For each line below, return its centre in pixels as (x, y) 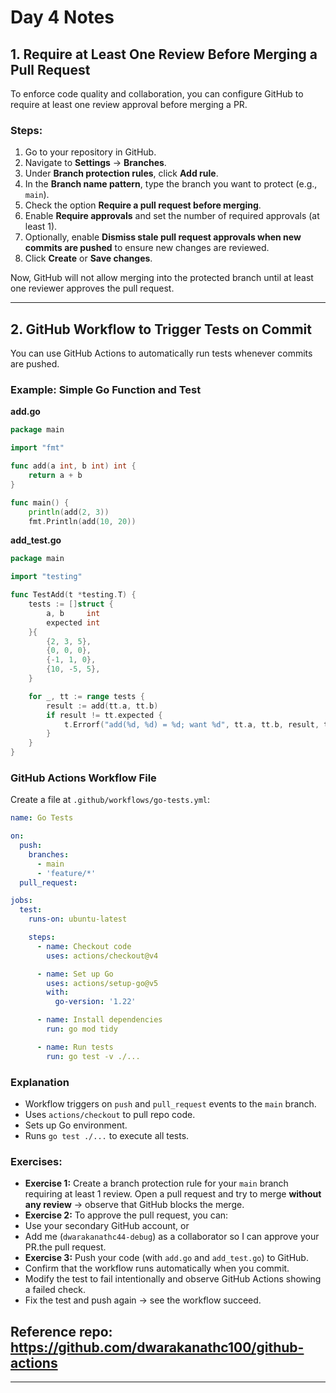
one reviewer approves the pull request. (92, 288)
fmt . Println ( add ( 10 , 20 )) (82, 521)
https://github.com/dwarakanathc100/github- (157, 1347)
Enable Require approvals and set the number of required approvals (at (172, 216)
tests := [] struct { (71, 604)
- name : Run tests (75, 1047)
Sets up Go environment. (76, 1125)
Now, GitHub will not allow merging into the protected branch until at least (162, 278)
